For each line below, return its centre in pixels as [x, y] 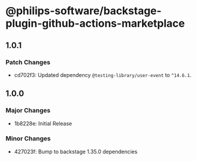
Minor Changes [28, 139]
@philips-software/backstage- [84, 11]
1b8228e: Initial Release [43, 123]
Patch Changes [28, 62]
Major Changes [28, 111]
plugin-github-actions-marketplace [95, 23]
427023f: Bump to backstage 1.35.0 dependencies [76, 152]
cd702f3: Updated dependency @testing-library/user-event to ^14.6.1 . [103, 75]
